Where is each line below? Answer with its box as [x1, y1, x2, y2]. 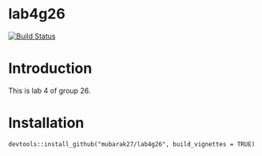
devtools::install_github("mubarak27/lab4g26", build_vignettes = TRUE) [8, 140, 256, 148]
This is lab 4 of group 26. [8, 86, 91, 95]
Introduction [8, 59, 93, 78]
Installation [8, 114, 85, 132]
